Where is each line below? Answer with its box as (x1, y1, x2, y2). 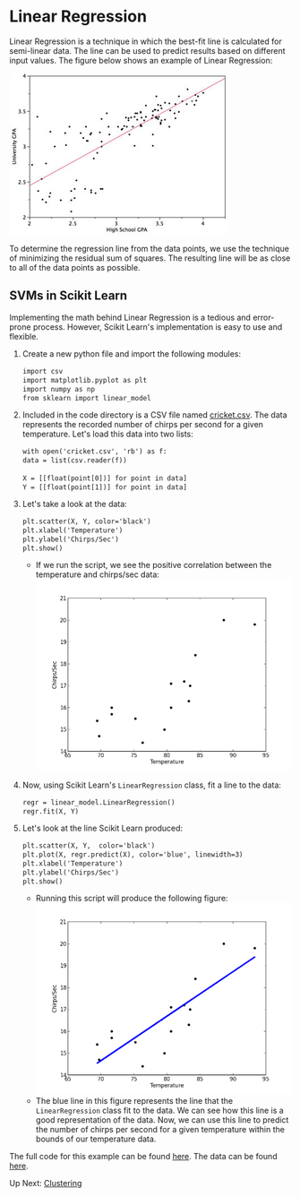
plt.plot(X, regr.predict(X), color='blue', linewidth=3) (21, 850, 244, 859)
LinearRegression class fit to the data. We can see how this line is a (35, 1105, 284, 1116)
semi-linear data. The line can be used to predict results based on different (9, 45, 286, 56)
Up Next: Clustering (9, 1178, 82, 1189)
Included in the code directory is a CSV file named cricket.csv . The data (21, 409, 288, 420)
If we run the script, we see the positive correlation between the (35, 559, 272, 570)
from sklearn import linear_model (21, 393, 151, 402)
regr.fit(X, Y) (21, 807, 80, 816)
